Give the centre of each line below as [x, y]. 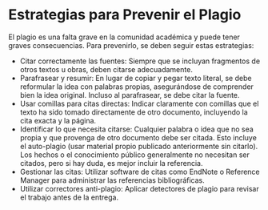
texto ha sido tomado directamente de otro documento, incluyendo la [134, 112]
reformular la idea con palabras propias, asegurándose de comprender [137, 87]
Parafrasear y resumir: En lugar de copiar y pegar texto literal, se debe [136, 78]
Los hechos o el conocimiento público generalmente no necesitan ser [135, 155]
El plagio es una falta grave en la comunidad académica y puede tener [124, 37]
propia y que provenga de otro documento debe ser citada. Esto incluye [138, 137]
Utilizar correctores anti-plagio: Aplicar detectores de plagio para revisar [139, 188]
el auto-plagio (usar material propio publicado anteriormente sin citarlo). [139, 146]
